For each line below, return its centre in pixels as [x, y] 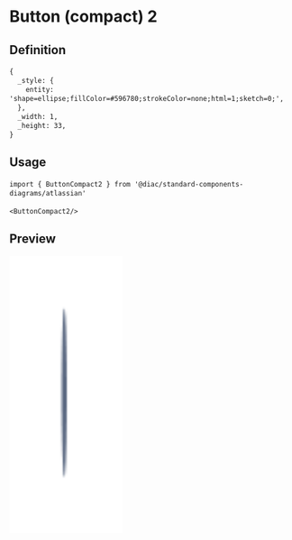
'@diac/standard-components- [189, 184]
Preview [33, 239]
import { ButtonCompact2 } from [70, 184]
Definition [37, 50]
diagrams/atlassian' [48, 193]
